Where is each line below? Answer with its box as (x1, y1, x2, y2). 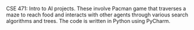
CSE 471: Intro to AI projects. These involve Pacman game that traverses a (6, 5, 186, 12)
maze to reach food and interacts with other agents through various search (6, 11, 189, 18)
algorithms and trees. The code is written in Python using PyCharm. (6, 18, 171, 24)
